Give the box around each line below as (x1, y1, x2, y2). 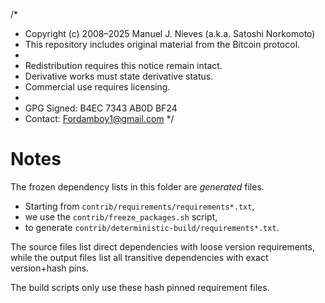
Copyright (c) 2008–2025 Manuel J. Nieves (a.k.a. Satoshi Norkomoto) (24, 28, 316, 39)
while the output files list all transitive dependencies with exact (10, 251, 269, 263)
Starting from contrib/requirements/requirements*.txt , (24, 200, 255, 212)
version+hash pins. (10, 262, 90, 274)
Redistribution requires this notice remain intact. (24, 60, 223, 71)
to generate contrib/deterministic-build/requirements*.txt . (24, 221, 280, 233)
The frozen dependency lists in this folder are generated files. (10, 180, 265, 193)
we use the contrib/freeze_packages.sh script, (24, 210, 218, 223)
